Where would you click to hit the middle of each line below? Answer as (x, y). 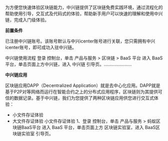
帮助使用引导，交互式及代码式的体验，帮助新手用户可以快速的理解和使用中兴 (84, 13)
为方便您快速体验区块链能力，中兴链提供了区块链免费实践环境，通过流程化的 (84, 7)
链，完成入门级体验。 (27, 20)
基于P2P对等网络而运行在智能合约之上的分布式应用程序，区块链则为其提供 (82, 92)
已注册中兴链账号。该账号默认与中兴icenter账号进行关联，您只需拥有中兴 (80, 41)
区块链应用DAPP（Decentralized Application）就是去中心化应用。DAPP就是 (83, 85)
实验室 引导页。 (37, 133)
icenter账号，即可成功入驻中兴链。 (41, 47)
